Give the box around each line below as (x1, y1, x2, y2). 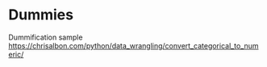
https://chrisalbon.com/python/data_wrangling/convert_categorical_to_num (8, 40, 259, 50)
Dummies (8, 6, 74, 24)
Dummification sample (8, 32, 83, 42)
